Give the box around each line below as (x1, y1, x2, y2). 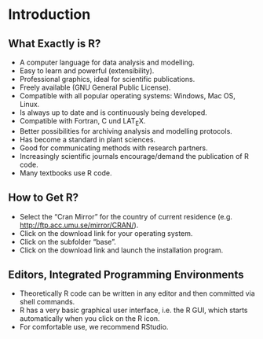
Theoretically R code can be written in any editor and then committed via (19, 289, 255, 298)
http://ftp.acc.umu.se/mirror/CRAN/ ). (19, 220, 139, 230)
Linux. (19, 100, 40, 109)
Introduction (8, 6, 91, 24)
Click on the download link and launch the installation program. (19, 245, 224, 255)
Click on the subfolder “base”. (19, 237, 116, 246)
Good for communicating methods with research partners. (19, 143, 208, 153)
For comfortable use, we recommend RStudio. (19, 322, 169, 332)
